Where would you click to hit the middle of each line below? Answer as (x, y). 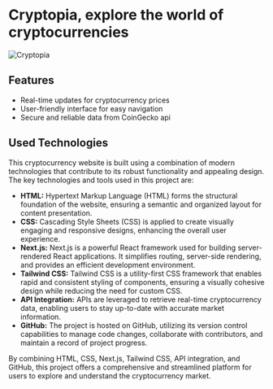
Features (31, 80)
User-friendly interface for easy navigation (91, 108)
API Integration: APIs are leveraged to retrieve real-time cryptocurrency (141, 299)
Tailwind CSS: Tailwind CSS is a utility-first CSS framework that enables (141, 273)
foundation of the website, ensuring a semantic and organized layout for (141, 204)
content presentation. (56, 212)
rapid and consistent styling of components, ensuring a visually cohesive (142, 282)
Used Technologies (58, 143)
